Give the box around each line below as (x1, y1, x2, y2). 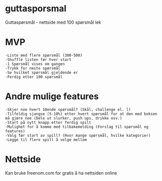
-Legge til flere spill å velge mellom (5, 137, 87, 142)
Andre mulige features (5, 91, 99, 102)
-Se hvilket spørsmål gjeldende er (5, 70, 78, 75)
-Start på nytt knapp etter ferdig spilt (5, 120, 92, 125)
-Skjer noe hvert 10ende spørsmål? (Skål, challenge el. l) (5, 107, 131, 112)
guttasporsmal (5, 3, 66, 14)
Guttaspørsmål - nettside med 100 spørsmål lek (5, 19, 101, 25)
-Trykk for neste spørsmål (5, 66, 61, 71)
